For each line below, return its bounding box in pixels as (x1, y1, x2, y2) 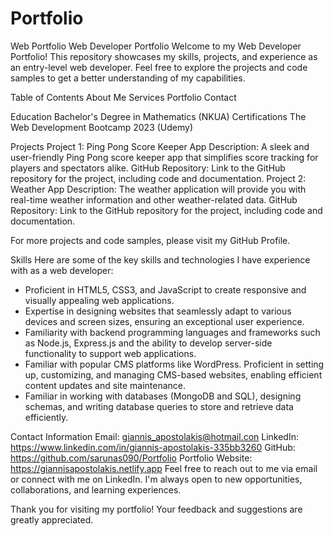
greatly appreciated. (10, 513, 94, 526)
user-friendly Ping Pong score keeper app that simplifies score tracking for (10, 151, 319, 163)
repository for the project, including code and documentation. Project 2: (10, 172, 307, 184)
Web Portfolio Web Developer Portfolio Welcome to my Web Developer (10, 40, 302, 52)
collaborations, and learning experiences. (10, 483, 182, 496)
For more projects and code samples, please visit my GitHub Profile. (10, 234, 291, 246)
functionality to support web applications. (24, 347, 197, 359)
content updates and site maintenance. (24, 379, 187, 391)
